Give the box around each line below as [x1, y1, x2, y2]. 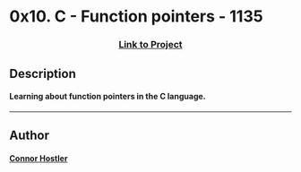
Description [9, 65, 76, 82]
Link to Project [118, 39, 183, 51]
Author [9, 128, 49, 143]
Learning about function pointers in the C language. [9, 91, 206, 102]
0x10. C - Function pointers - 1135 [9, 6, 263, 27]
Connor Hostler [9, 152, 68, 163]
